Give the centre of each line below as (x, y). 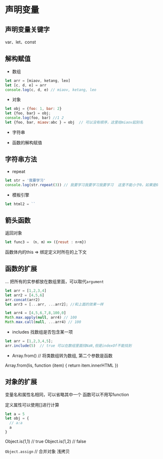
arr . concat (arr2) (23, 300)
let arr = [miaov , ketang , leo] (38, 81)
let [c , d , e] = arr (26, 85)
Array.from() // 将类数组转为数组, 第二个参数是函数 (62, 355)
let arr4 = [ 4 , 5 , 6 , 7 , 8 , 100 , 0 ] (36, 313)
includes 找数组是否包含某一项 (42, 332)
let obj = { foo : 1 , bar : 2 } (33, 109)
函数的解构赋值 (27, 142)
